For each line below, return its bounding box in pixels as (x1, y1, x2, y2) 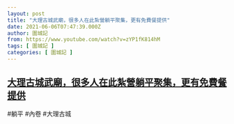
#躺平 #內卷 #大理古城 (7, 109, 72, 118)
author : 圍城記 (7, 29, 48, 37)
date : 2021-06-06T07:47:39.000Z (7, 23, 101, 30)
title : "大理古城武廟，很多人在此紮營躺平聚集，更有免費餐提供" (7, 17, 171, 24)
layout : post (7, 10, 45, 17)
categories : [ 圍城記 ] (7, 49, 73, 56)
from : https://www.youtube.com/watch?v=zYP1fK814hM (7, 36, 160, 43)
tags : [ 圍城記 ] (7, 42, 54, 49)
